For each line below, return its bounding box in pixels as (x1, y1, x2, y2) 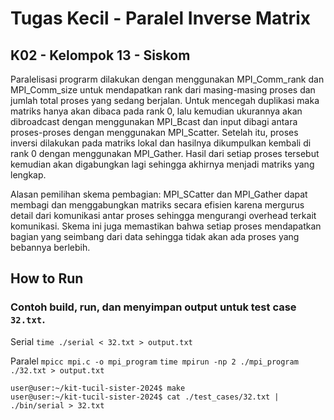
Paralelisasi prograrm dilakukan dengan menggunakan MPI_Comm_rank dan (10, 73, 325, 85)
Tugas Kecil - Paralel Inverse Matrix (10, 7, 311, 30)
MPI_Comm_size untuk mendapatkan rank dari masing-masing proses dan (10, 84, 316, 96)
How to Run (10, 270, 84, 287)
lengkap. (10, 169, 47, 181)
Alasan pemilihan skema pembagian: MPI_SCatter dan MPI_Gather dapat (10, 188, 308, 200)
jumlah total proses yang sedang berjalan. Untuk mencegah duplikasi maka (10, 95, 320, 106)
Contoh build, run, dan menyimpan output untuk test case (10, 300, 297, 314)
